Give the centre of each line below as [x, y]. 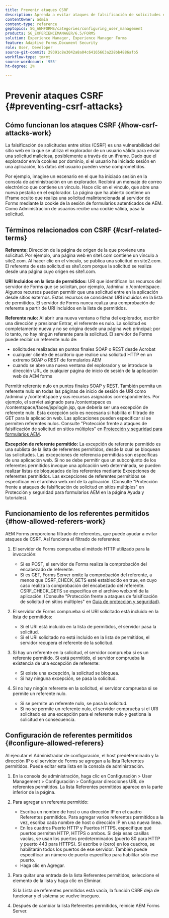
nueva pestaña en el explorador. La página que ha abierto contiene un [78, 193]
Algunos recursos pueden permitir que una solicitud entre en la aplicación [82, 292]
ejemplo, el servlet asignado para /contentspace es [58, 402]
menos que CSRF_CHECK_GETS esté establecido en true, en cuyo [88, 580]
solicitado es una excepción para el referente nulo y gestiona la [86, 714]
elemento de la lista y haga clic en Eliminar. [57, 881]
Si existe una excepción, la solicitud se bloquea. [70, 673]
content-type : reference [31, 24]
